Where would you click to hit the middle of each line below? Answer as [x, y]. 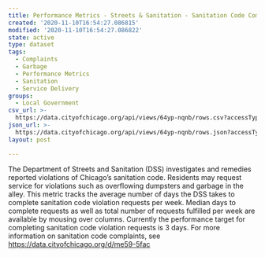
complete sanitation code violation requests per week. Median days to [122, 202]
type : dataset [32, 45]
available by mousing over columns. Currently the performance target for [127, 219]
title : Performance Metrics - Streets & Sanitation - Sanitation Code [127, 15]
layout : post [30, 140]
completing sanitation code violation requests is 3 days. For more [114, 227]
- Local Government [47, 103]
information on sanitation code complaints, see [84, 236]
